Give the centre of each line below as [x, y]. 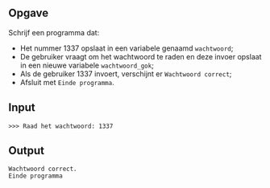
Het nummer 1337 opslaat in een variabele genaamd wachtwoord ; [127, 48]
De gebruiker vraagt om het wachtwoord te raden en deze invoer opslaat [141, 56]
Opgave [29, 13]
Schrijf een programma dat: [54, 32]
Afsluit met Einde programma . [67, 82]
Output [26, 151]
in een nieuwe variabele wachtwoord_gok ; [87, 65]
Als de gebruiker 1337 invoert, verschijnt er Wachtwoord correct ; [126, 74]
